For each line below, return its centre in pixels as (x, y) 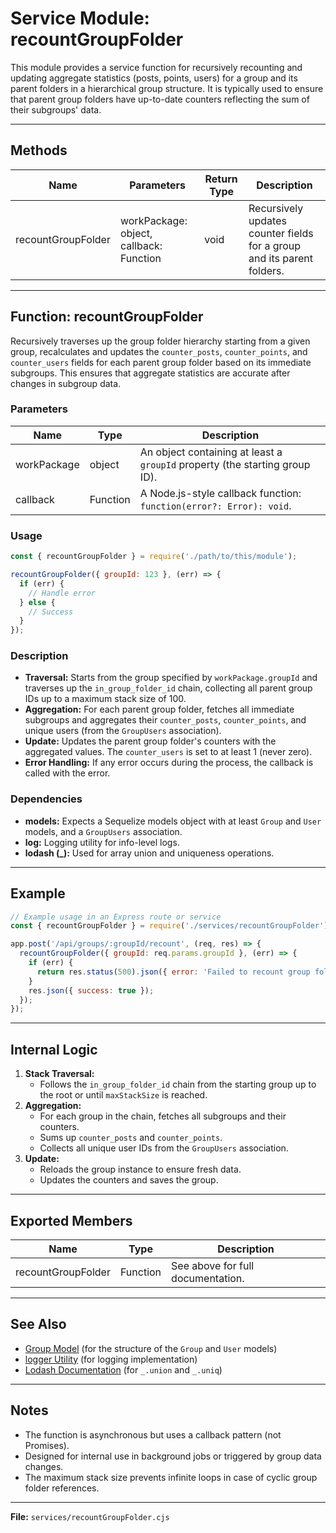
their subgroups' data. (56, 109)
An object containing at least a (211, 452)
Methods (39, 150)
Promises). (47, 1445)
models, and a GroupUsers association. (103, 831)
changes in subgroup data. (66, 383)
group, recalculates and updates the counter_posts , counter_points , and (159, 351)
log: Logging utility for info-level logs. (102, 842)
